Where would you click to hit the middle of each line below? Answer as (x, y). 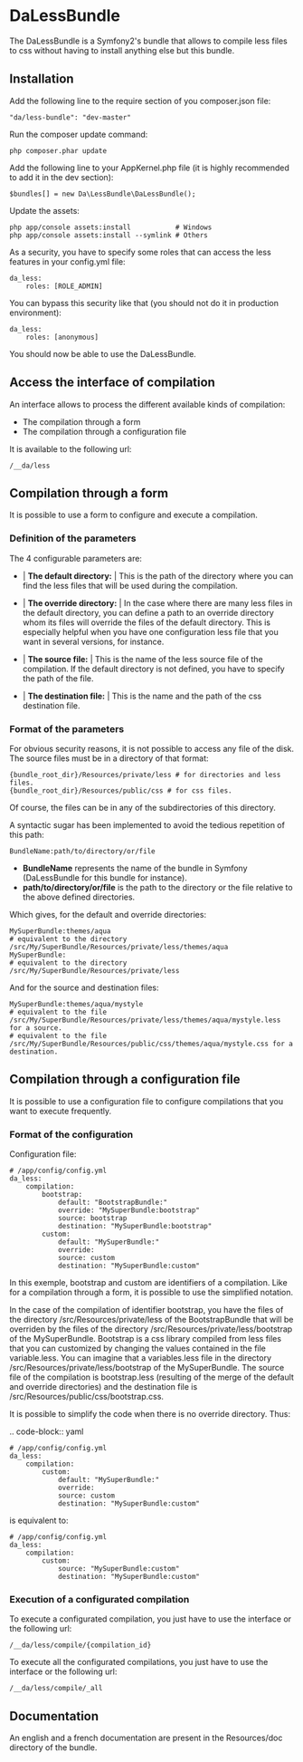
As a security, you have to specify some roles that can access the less (140, 252)
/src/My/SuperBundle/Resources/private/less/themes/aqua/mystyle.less (145, 1020)
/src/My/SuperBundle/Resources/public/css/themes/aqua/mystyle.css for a (151, 1044)
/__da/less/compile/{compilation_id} (80, 1645)
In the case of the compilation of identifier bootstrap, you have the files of (147, 1310)
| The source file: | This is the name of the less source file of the (143, 659)
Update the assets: (44, 210)
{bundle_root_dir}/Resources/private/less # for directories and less (145, 775)
